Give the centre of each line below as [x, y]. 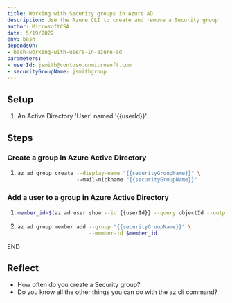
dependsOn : [23, 46]
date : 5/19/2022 [30, 33]
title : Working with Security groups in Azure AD [80, 13]
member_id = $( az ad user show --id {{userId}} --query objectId [110, 213]
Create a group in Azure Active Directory [77, 158]
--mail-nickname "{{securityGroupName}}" [137, 180]
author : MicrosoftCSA [38, 26]
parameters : [24, 59]
